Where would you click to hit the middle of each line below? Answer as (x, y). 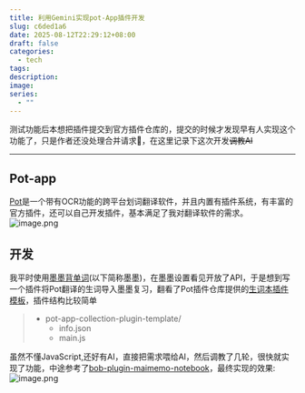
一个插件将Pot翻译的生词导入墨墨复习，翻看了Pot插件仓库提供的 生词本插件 (149, 289)
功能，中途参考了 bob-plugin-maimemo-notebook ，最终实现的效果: (150, 368)
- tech (30, 60)
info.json (75, 328)
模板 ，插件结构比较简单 (53, 300)
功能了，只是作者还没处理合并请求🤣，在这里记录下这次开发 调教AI (131, 141)
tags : (20, 69)
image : (22, 86)
